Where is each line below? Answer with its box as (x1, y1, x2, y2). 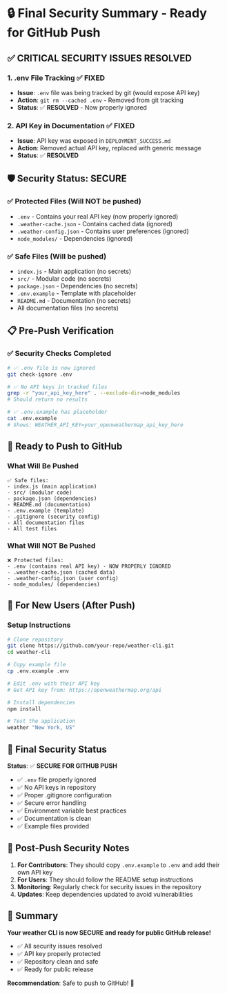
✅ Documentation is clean (17, 814, 92, 822)
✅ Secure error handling (17, 798, 87, 807)
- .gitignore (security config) (7, 513, 100, 520)
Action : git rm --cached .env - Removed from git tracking (17, 96, 184, 104)
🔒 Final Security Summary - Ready (7, 6, 207, 21)
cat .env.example (7, 415, 57, 422)
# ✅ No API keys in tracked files (7, 384, 108, 390)
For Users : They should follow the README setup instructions (17, 875, 194, 884)
